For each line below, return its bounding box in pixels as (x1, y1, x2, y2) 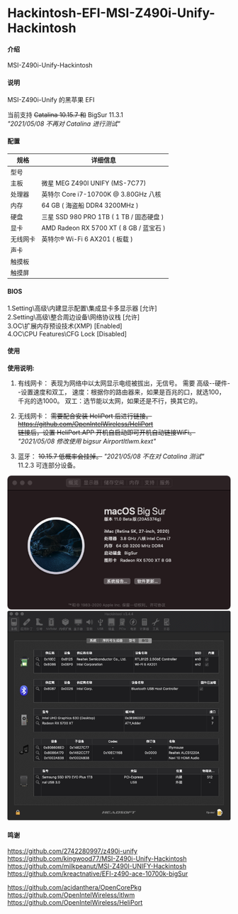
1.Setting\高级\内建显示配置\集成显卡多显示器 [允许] (7, 304, 157, 312)
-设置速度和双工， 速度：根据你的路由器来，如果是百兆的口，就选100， (17, 387, 225, 396)
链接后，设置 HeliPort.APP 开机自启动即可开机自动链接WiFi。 (17, 428, 196, 436)
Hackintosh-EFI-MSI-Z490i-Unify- (7, 5, 215, 21)
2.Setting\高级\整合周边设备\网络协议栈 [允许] (7, 312, 140, 321)
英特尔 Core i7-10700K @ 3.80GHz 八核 (41, 190, 161, 199)
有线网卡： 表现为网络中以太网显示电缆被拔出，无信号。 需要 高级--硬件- (17, 378, 230, 387)
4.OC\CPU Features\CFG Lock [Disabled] (7, 329, 127, 338)
